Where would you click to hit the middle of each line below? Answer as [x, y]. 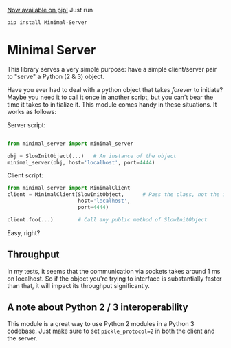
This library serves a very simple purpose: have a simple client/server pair [112, 69]
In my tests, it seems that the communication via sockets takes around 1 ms [114, 271]
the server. [22, 338]
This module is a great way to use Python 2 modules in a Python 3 [101, 324]
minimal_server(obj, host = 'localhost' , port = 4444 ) [81, 162]
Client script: [25, 175]
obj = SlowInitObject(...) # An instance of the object [92, 156]
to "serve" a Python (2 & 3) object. [56, 76]
